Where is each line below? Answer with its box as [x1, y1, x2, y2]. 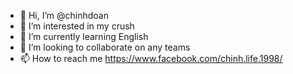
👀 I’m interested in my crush [19, 20, 135, 32]
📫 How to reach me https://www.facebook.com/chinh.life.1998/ [19, 53, 283, 64]
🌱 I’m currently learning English [19, 31, 149, 42]
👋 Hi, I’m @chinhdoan [19, 10, 109, 21]
